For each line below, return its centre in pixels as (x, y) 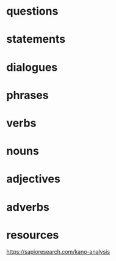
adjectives (34, 179)
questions (32, 11)
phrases (27, 95)
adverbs (28, 207)
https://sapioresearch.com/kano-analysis (58, 252)
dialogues (32, 67)
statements (36, 39)
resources (33, 235)
